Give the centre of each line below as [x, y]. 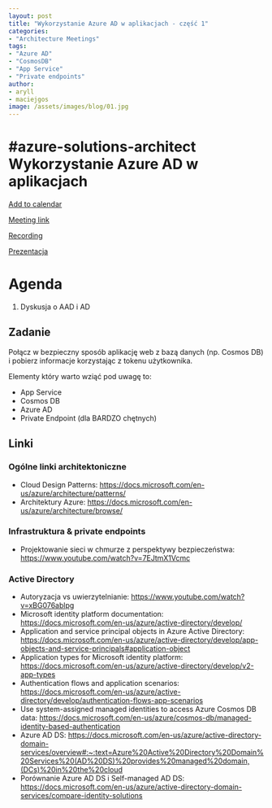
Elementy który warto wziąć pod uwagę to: [80, 376]
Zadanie [30, 332]
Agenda [35, 284]
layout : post [30, 16]
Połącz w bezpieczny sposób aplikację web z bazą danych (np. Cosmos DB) [136, 352]
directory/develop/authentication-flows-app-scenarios [112, 701]
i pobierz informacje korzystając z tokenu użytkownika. [101, 360]
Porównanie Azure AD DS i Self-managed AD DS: [102, 779]
